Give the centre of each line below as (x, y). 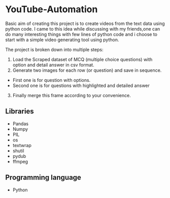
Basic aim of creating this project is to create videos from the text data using (85, 23)
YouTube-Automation (52, 9)
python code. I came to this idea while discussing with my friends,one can (83, 29)
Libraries (20, 111)
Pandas (21, 124)
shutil (18, 151)
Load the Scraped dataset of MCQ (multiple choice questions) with (82, 59)
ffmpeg (20, 161)
